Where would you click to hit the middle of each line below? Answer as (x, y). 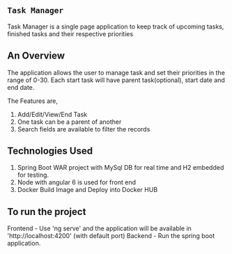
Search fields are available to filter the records (84, 129)
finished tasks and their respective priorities (70, 33)
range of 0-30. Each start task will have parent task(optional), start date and (116, 80)
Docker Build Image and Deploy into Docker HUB (87, 190)
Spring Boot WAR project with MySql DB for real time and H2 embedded (121, 168)
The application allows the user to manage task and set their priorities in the (116, 72)
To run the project (47, 212)
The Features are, (32, 101)
